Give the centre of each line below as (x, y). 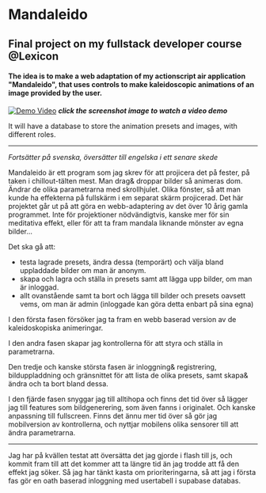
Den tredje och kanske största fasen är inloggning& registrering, (112, 366)
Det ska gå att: (32, 246)
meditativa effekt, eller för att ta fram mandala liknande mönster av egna (126, 222)
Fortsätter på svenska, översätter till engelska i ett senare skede (113, 157)
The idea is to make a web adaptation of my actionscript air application (127, 76)
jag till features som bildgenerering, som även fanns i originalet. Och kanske (132, 407)
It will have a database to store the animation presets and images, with (123, 126)
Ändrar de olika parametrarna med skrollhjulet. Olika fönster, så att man (125, 189)
